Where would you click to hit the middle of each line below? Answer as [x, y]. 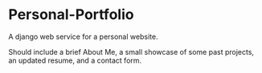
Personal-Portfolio [71, 15]
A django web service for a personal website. [83, 36]
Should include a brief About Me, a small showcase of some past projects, [131, 52]
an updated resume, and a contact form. [75, 60]
